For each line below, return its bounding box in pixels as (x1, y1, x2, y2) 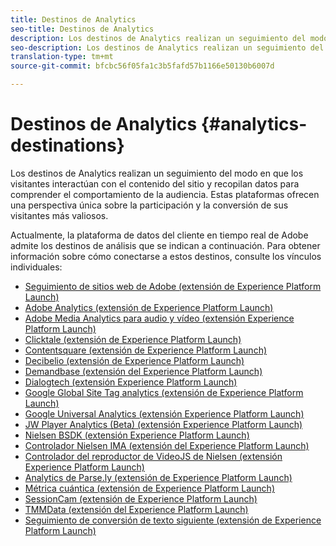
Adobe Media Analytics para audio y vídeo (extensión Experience (24, 312, 295, 324)
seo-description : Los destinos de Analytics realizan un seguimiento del (10, 42, 325, 53)
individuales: (10, 261, 63, 273)
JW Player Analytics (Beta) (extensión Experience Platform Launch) (24, 418, 303, 430)
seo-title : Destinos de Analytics (10, 24, 155, 34)
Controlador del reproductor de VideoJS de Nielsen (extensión (24, 450, 283, 462)
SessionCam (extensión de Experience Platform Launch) (24, 492, 258, 505)
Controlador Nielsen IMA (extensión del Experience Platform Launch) (24, 439, 310, 451)
